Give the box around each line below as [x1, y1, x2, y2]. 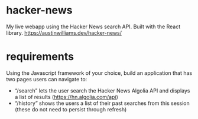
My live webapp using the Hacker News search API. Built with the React [6, 23, 181, 30]
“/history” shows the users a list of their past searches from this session [14, 100, 190, 107]
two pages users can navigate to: [6, 75, 87, 82]
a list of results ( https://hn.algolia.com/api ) [14, 93, 118, 100]
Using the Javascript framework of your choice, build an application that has [6, 69, 193, 77]
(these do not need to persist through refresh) [14, 105, 127, 113]
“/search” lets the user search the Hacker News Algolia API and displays [14, 87, 190, 94]
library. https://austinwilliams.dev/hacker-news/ [6, 29, 122, 36]
